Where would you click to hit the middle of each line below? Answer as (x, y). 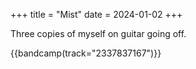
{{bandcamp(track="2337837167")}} (86, 53)
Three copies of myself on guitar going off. (98, 33)
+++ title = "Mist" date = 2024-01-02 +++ (96, 14)
